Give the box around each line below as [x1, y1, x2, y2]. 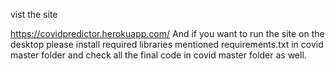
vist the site [10, 9, 58, 20]
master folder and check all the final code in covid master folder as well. [10, 49, 307, 61]
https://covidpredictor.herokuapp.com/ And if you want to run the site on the [10, 28, 325, 39]
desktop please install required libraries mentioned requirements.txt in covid [10, 39, 324, 50]
